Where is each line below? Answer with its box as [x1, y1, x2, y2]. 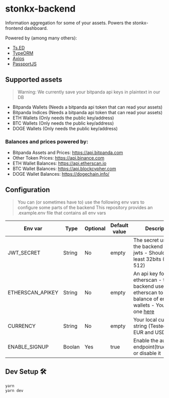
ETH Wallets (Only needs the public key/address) [12, 115, 114, 121]
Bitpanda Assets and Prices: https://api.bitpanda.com [12, 150, 123, 156]
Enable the [133, 337, 158, 344]
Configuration [5, 185, 50, 194]
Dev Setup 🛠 [5, 367, 47, 376]
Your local [133, 316, 157, 323]
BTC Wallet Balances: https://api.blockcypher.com [12, 166, 117, 172]
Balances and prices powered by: [5, 138, 89, 145]
